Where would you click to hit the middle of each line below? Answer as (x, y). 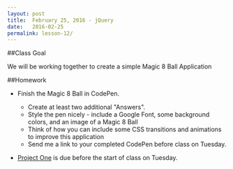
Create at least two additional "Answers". (87, 107)
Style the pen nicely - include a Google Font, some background (119, 115)
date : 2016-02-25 (36, 27)
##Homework (27, 80)
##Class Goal (27, 53)
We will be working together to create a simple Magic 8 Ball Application (110, 66)
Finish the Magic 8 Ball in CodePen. (68, 94)
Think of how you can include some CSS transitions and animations (125, 129)
